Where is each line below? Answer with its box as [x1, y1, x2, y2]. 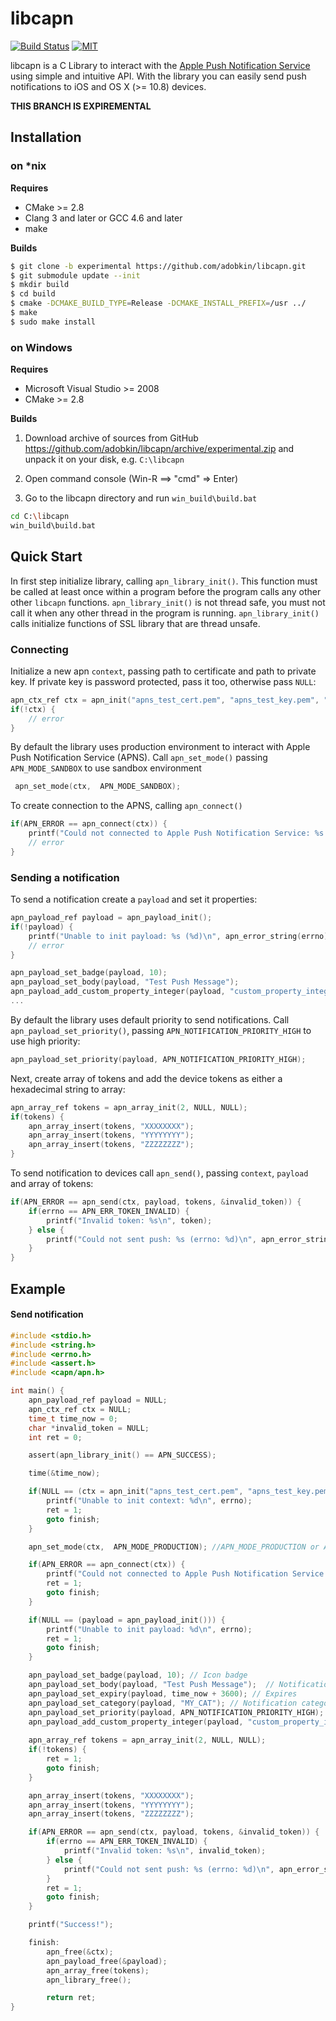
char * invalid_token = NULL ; [28, 1423, 150, 1433]
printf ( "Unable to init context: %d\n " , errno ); [46, 1496, 253, 1506]
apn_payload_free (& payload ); [46, 1956, 168, 1966]
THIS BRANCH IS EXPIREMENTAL [10, 100, 152, 112]
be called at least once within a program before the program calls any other [10, 585, 322, 597]
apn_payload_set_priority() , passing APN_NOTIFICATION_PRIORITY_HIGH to [10, 1024, 312, 1036]
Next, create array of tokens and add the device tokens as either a [10, 1072, 283, 1084]
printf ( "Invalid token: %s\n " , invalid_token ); [63, 1846, 267, 1856]
